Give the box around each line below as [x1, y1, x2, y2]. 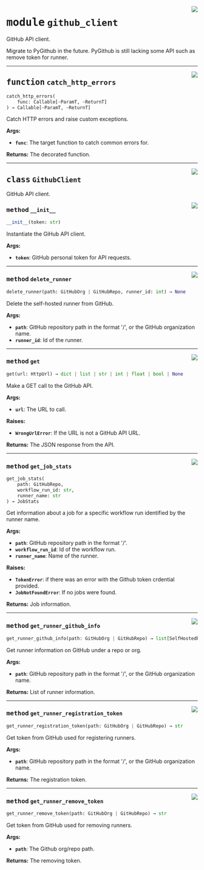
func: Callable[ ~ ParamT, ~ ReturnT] [17, 99, 107, 105]
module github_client [6, 16, 118, 29]
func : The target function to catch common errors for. [15, 139, 149, 146]
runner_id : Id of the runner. [15, 336, 83, 343]
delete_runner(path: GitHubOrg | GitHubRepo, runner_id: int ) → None [6, 289, 186, 295]
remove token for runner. [6, 54, 69, 61]
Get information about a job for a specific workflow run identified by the [6, 509, 186, 517]
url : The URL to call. [15, 405, 67, 413]
